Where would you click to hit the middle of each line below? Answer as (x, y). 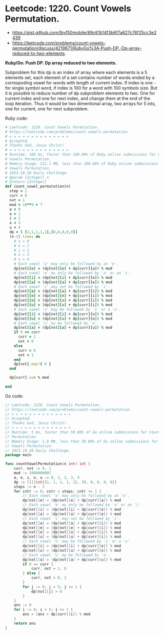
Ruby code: (17, 118)
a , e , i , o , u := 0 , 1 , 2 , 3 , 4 (47, 477)
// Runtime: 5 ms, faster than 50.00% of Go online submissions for (76, 432)
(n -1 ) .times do (25, 236)
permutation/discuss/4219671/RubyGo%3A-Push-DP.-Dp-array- (77, 48)
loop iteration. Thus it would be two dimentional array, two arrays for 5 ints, (81, 103)
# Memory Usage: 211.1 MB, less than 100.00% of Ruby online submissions (82, 164)
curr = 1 (27, 337)
